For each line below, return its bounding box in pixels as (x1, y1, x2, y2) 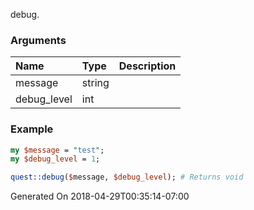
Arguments (10, 33, 67, 47)
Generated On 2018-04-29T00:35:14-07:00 (10, 190, 190, 203)
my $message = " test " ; (10, 145, 105, 155)
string (81, 76, 110, 90)
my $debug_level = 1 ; (10, 154, 101, 164)
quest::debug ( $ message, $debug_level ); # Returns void (10, 172, 244, 183)
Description (118, 59, 177, 73)
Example (10, 122, 54, 136)
